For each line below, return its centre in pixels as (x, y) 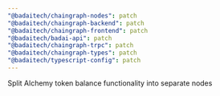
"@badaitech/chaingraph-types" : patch (72, 53)
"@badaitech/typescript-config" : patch (74, 61)
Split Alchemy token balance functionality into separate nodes (110, 83)
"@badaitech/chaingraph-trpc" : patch (71, 46)
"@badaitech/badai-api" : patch (60, 38)
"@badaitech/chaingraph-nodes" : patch (72, 16)
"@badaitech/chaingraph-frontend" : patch (78, 30)
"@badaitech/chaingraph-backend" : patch (76, 23)
